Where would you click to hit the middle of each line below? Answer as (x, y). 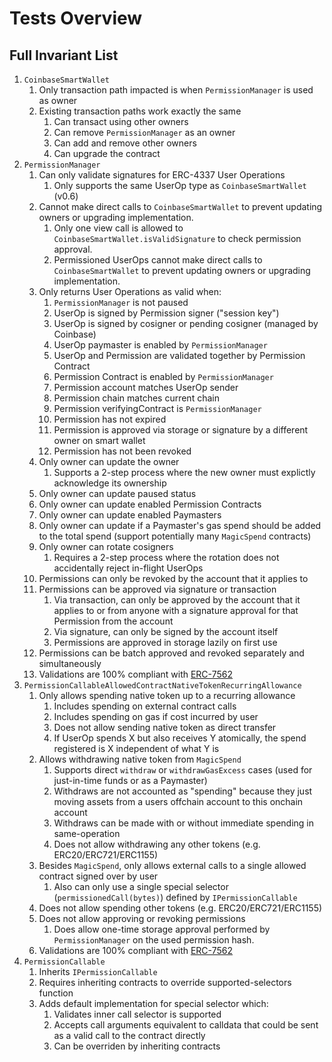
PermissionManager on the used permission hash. (154, 940)
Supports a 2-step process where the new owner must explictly (184, 472)
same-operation (87, 833)
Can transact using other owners (121, 121)
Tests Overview (76, 18)
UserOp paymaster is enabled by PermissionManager (160, 345)
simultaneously (70, 663)
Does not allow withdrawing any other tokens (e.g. (157, 844)
